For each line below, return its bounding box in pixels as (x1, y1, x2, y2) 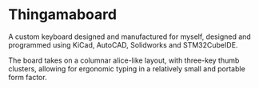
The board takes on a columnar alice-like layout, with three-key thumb (8, 55, 240, 65)
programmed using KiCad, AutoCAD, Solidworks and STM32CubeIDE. (8, 40, 238, 49)
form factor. (8, 72, 47, 82)
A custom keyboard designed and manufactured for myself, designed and (8, 32, 252, 41)
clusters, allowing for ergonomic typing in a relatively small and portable (8, 63, 245, 73)
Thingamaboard (8, 6, 118, 24)
